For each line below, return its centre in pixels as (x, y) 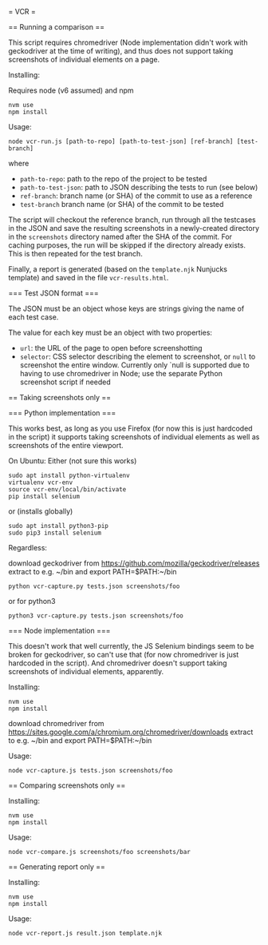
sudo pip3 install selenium (55, 533)
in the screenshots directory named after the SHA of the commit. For (120, 236)
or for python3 (32, 601)
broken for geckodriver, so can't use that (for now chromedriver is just (124, 655)
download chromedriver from (57, 723)
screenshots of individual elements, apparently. (86, 671)
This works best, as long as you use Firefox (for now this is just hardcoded (130, 428)
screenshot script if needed (65, 382)
